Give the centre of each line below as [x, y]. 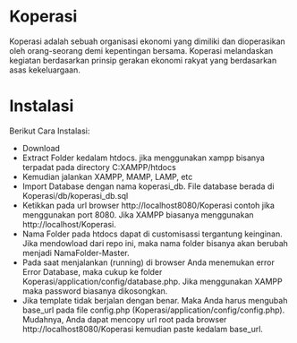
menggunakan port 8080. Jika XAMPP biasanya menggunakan [138, 214]
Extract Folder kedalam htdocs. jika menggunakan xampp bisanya [144, 158]
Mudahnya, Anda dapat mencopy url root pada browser [124, 319]
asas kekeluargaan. [45, 70]
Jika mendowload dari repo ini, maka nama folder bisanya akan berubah [155, 243]
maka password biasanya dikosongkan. [95, 291]
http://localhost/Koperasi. [69, 224]
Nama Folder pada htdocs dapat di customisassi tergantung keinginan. [153, 234]
